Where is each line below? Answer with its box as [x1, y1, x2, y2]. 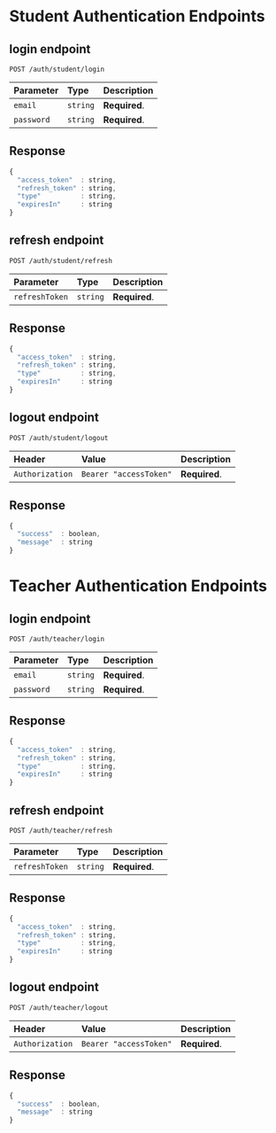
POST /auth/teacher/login [9, 635, 104, 644]
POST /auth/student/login [9, 65, 104, 74]
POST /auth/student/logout [9, 433, 109, 442]
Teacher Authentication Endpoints [9, 576, 268, 596]
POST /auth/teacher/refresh [9, 826, 113, 834]
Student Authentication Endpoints [9, 6, 265, 27]
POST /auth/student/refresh [9, 256, 113, 265]
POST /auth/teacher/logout [9, 1003, 109, 1012]
